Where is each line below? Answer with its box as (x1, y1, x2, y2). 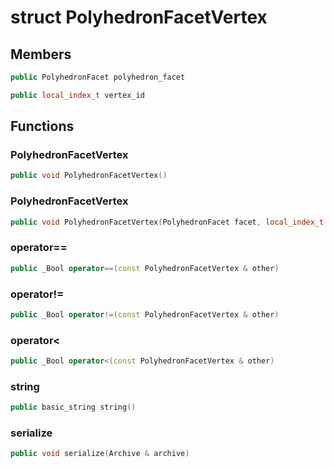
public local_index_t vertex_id (10, 90, 145, 100)
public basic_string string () (10, 402, 137, 413)
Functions (10, 118, 75, 135)
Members (10, 46, 72, 63)
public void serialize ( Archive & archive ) (10, 449, 190, 459)
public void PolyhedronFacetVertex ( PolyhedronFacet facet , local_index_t (10, 217, 325, 227)
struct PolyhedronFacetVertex (10, 6, 268, 29)
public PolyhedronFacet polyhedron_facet (10, 72, 186, 82)
